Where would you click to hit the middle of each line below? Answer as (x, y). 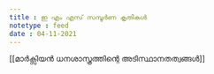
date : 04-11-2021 (43, 33)
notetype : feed (39, 26)
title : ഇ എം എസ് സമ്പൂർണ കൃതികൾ (78, 17)
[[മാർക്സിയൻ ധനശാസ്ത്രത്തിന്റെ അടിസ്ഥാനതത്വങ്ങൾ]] (107, 59)
